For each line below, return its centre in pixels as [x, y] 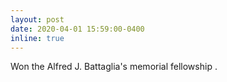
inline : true [37, 38]
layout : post [37, 19]
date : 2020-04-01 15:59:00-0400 [77, 29]
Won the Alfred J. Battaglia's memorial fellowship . [114, 67]
